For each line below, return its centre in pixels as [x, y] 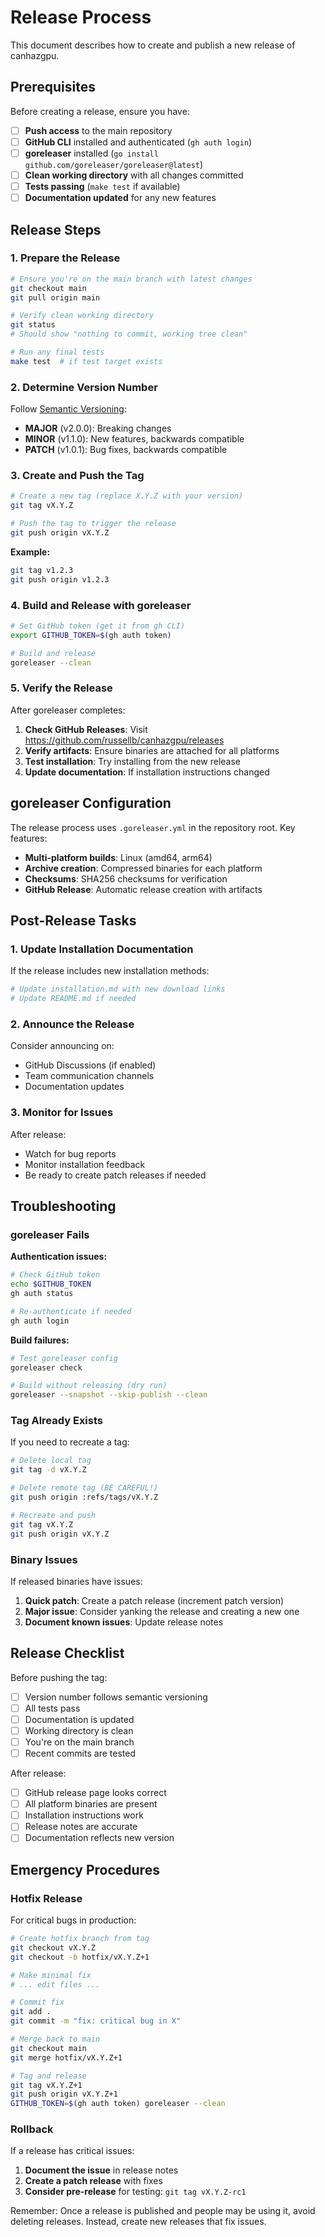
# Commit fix [37, 2002]
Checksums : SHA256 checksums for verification [126, 878]
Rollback [32, 2129]
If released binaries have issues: [76, 1581]
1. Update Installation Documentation [102, 949]
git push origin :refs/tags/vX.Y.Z [84, 1497]
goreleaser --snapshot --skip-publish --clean [109, 1395]
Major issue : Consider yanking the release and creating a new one [162, 1611]
